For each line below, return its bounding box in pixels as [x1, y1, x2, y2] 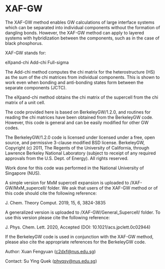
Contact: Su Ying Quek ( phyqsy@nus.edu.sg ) [5, 258, 98, 264]
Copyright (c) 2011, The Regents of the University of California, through [5, 145, 149, 151]
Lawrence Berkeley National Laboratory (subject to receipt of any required [5, 150, 156, 156]
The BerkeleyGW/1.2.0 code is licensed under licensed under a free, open [5, 134, 155, 140]
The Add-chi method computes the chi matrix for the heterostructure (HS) [5, 69, 155, 75]
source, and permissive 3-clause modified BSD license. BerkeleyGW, [5, 139, 145, 146]
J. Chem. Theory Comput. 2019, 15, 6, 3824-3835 [5, 199, 106, 205]
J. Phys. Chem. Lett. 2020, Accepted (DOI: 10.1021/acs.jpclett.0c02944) [5, 224, 151, 230]
